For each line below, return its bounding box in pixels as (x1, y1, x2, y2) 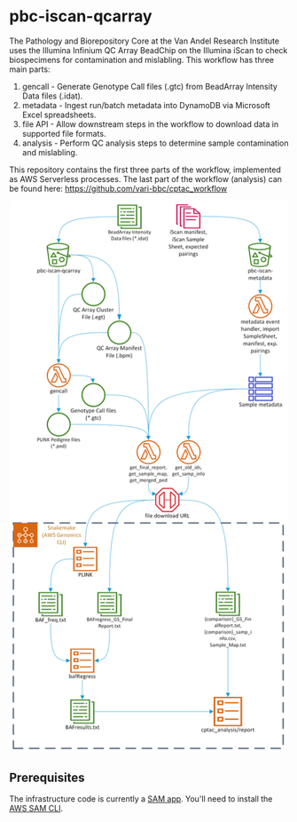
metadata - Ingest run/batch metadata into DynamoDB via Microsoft (21, 99, 270, 110)
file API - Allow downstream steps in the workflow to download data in (21, 118, 279, 130)
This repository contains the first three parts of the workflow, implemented (9, 164, 281, 175)
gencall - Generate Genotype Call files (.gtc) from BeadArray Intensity (21, 81, 277, 91)
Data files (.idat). (21, 91, 83, 101)
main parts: (9, 64, 51, 75)
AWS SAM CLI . (9, 803, 64, 814)
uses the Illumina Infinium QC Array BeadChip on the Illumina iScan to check (9, 44, 288, 55)
